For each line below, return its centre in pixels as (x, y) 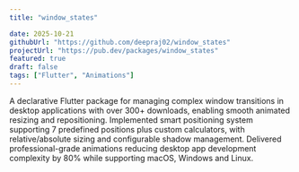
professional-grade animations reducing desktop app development (133, 148)
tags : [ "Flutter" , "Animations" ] (72, 76)
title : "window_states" (54, 17)
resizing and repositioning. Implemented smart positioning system (131, 120)
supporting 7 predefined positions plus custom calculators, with (127, 129)
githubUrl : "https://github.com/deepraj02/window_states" (120, 42)
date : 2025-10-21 (42, 34)
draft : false (34, 67)
